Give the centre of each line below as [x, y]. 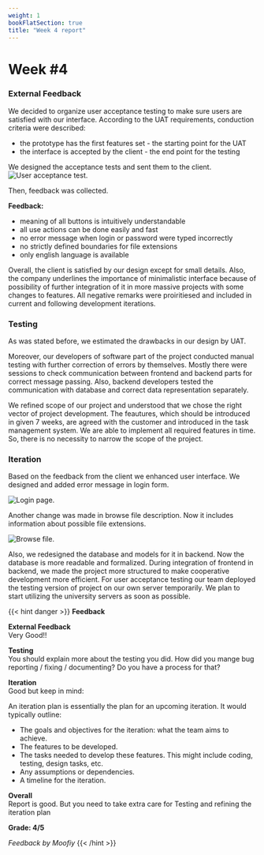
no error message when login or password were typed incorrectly [126, 238]
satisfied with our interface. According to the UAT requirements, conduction [131, 119]
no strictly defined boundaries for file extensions [99, 246]
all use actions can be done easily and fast [89, 229]
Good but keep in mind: [46, 691]
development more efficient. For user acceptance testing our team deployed [132, 579]
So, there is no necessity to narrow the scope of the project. [106, 439]
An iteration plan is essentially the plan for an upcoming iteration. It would [127, 707]
